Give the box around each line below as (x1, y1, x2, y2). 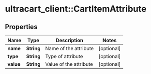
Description (55, 37, 84, 44)
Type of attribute (45, 53, 83, 59)
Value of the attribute (45, 61, 93, 67)
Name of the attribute (45, 45, 94, 52)
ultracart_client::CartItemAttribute (5, 3, 147, 15)
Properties (5, 23, 38, 31)
